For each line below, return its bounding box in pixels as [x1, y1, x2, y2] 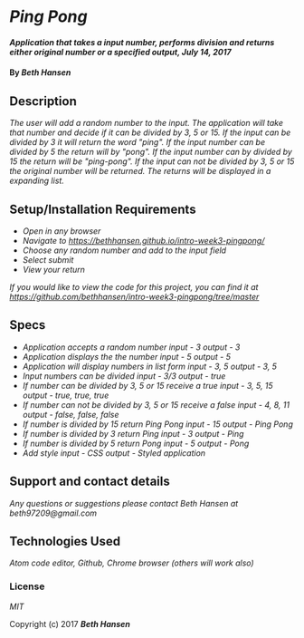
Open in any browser [22, 226, 101, 237]
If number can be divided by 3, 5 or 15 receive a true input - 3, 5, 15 [22, 380, 273, 391]
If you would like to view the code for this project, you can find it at [9, 282, 259, 292]
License [9, 580, 45, 593]
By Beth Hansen [9, 67, 71, 78]
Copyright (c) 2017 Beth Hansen [9, 618, 131, 629]
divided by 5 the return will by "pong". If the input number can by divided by [9, 147, 292, 158]
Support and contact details [9, 474, 170, 489]
